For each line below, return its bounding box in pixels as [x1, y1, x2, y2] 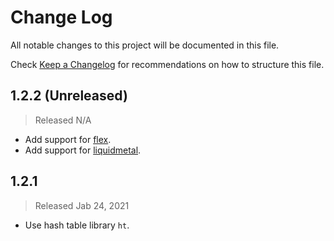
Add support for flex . [24, 133, 112, 145]
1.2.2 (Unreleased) [10, 87, 128, 105]
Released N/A [34, 114, 92, 126]
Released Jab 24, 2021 [34, 199, 130, 211]
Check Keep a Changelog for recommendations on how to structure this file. [10, 58, 325, 70]
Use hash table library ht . [24, 219, 130, 231]
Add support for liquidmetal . [24, 144, 142, 156]
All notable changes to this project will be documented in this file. [10, 39, 280, 51]
